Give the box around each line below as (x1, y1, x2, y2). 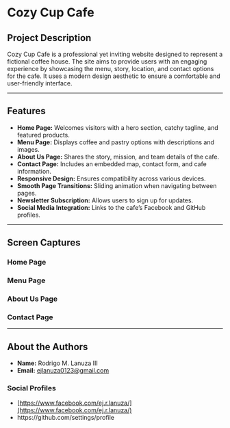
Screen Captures (7, 237, 81, 249)
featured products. (16, 131, 71, 139)
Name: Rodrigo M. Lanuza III (16, 359, 98, 367)
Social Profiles (7, 384, 56, 392)
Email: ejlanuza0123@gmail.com (16, 366, 110, 375)
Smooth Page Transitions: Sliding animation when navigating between (16, 181, 217, 189)
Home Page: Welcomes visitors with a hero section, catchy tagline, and (16, 123, 219, 131)
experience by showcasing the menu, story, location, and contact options (7, 65, 214, 72)
